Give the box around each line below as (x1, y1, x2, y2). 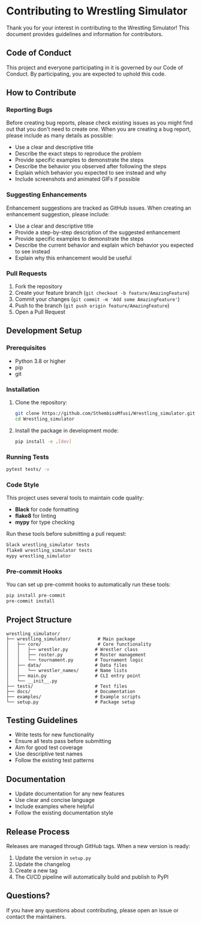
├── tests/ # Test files (6, 683, 128, 689)
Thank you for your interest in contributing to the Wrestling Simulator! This (6, 24, 190, 31)
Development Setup (6, 326, 82, 336)
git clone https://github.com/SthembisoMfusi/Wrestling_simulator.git (14, 410, 196, 417)
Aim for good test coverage (14, 744, 83, 751)
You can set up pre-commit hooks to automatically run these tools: (6, 581, 171, 588)
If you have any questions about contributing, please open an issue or (6, 906, 179, 914)
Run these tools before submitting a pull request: (6, 530, 127, 538)
